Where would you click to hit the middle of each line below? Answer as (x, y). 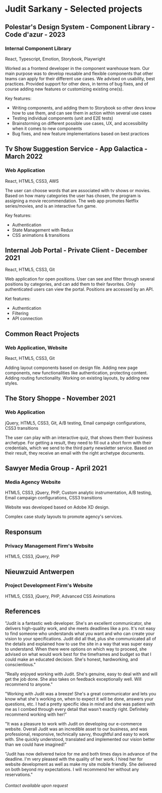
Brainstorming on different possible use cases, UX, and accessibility (80, 123)
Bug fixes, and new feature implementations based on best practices (81, 133)
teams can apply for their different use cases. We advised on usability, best (80, 78)
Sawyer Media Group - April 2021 (56, 468)
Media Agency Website (33, 482)
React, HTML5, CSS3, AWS (32, 181)
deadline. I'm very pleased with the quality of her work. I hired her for (74, 759)
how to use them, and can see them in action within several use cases (82, 113)
